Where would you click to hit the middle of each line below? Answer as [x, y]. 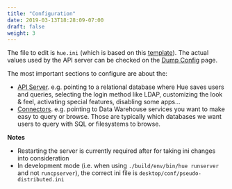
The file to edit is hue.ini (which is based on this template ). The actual [108, 53]
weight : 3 [22, 33]
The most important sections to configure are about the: [88, 74]
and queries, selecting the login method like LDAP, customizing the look [120, 94]
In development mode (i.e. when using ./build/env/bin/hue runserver [118, 166]
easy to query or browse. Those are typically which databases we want [119, 117]
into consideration [43, 158]
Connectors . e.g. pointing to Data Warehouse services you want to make [121, 109]
